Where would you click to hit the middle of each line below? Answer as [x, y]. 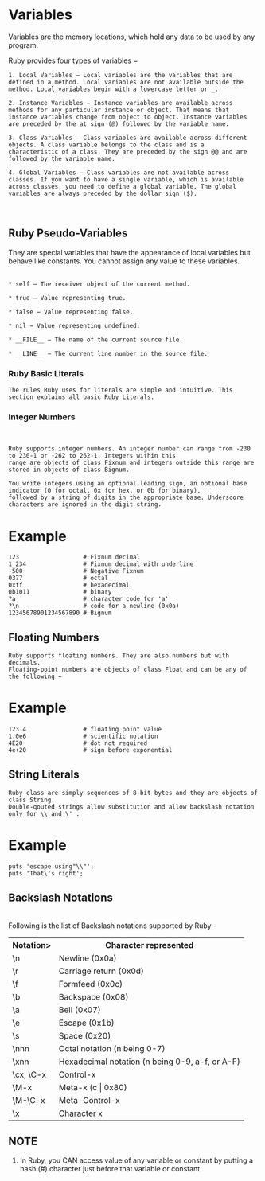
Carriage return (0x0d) [101, 971]
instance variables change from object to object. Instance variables [128, 117]
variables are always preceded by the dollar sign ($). [103, 193]
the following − [35, 677]
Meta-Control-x [90, 1100]
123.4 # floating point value [85, 730]
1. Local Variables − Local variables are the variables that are [121, 75]
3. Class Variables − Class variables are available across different [128, 138]
